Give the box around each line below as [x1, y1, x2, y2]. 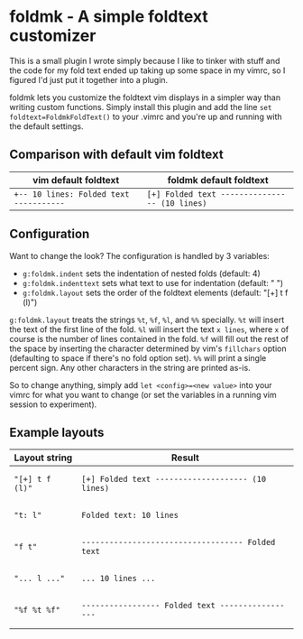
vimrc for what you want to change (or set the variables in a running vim [9, 389, 277, 400]
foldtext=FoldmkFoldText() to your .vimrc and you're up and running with [9, 111, 282, 122]
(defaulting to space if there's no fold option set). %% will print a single [9, 352, 267, 363]
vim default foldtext [32, 173, 120, 186]
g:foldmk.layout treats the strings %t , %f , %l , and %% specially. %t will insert [9, 314, 285, 325]
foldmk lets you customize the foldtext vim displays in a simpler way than [9, 92, 281, 103]
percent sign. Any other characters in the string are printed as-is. [9, 362, 251, 373]
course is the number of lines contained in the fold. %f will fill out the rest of [9, 333, 289, 344]
